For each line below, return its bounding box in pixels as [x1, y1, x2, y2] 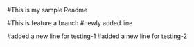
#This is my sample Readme [7, 6, 88, 14]
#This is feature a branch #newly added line [7, 19, 133, 27]
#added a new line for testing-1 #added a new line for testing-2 [7, 32, 188, 40]
